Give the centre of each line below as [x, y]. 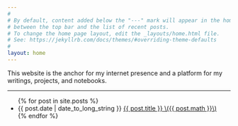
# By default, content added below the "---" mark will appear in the [114, 20]
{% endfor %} [38, 115]
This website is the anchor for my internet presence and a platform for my [115, 73]
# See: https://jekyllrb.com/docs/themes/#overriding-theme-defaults [112, 40]
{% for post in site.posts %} [58, 101]
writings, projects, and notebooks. [57, 80]
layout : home [27, 53]
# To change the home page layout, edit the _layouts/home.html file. [114, 33]
